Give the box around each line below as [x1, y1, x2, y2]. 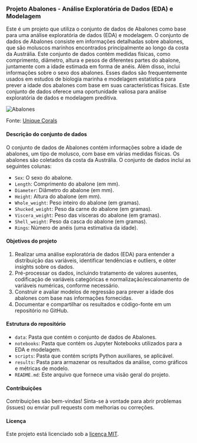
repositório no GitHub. [14, 307, 69, 314]
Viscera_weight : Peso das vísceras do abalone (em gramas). [14, 211, 161, 219]
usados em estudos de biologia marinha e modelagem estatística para [6, 75, 176, 82]
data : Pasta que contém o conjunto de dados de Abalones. [14, 333, 157, 340]
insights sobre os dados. [14, 263, 75, 270]
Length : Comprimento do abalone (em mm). [14, 180, 120, 187]
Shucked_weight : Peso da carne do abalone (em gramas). [14, 205, 152, 212]
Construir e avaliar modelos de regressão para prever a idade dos [14, 288, 174, 295]
